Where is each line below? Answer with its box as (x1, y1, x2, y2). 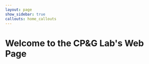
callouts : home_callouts (5, 16, 57, 21)
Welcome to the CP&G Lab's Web (5, 37, 144, 49)
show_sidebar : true (5, 12, 46, 17)
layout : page (5, 7, 32, 12)
